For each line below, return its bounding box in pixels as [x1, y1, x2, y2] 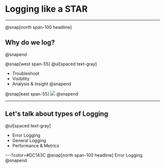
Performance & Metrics [12, 143, 59, 148]
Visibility [12, 75, 30, 81]
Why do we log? [5, 38, 55, 47]
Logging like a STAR [5, 3, 88, 15]
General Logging [12, 137, 47, 143]
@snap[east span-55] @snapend [5, 91, 79, 96]
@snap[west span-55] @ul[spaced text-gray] [5, 61, 97, 67]
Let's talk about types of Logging [5, 110, 109, 118]
